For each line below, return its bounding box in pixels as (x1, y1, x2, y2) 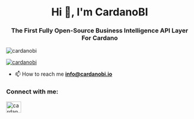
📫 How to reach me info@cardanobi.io (14, 70, 113, 78)
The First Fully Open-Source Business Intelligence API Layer (11, 27, 189, 35)
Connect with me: (6, 88, 59, 96)
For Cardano (81, 34, 118, 42)
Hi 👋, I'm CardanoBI (51, 5, 148, 19)
